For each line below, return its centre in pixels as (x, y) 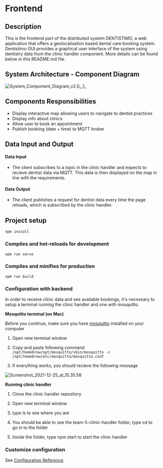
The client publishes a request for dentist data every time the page (79, 200)
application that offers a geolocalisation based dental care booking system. (80, 43)
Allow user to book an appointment (47, 124)
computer (15, 329)
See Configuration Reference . (35, 460)
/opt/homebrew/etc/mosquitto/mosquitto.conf (58, 357)
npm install (17, 232)
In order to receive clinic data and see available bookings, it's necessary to (80, 299)
